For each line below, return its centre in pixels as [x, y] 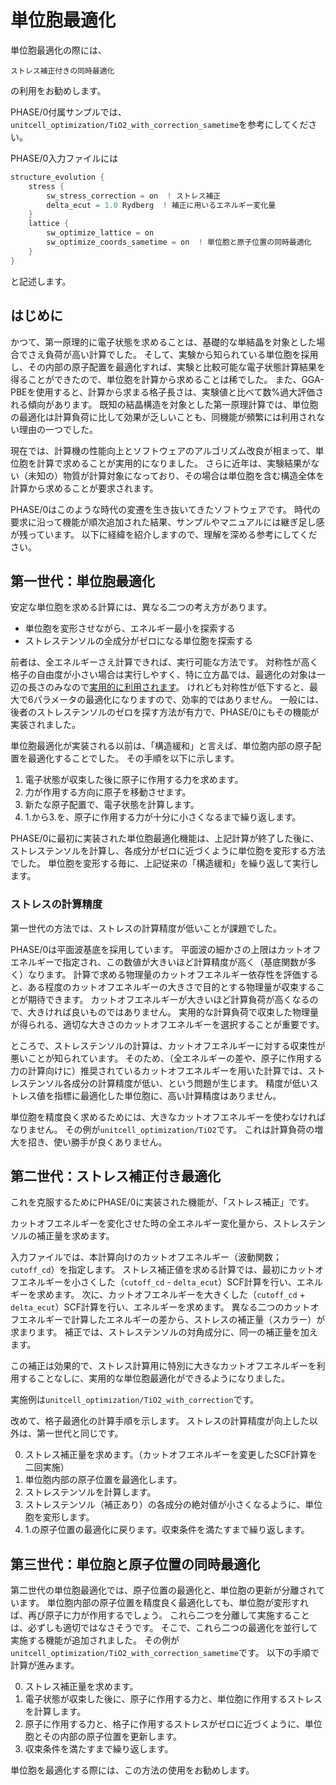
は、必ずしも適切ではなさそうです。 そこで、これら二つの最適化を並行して [164, 1628]
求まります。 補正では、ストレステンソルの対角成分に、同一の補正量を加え [164, 1332]
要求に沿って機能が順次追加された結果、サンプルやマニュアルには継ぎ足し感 [167, 522]
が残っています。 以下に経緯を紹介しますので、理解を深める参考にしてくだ [164, 534]
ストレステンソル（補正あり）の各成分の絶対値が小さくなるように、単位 [173, 1505]
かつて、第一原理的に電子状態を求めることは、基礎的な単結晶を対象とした [163, 342]
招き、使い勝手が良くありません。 [97, 1142]
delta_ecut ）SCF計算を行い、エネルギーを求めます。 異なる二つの [147, 1307]
